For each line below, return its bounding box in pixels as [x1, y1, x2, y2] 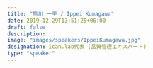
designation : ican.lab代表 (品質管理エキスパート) [7, 43, 147, 50]
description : [7, 30, 46, 38]
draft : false [7, 23, 46, 30]
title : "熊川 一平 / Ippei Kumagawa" [7, 10, 115, 18]
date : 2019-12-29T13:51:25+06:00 [7, 17, 106, 24]
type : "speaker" [7, 50, 55, 57]
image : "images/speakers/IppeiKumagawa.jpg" [7, 37, 141, 44]
